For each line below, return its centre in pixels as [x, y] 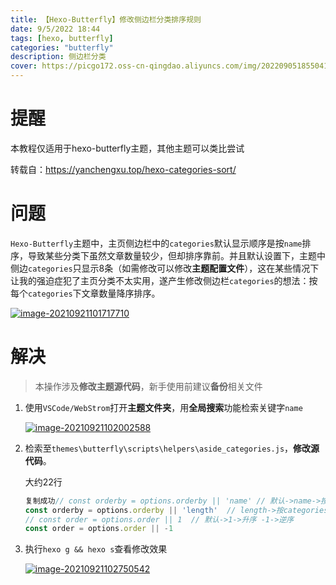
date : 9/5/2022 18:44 [55, 29]
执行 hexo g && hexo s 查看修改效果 [96, 549]
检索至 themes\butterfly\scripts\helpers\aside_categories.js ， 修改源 [172, 448]
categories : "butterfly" [62, 47]
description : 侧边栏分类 [58, 57]
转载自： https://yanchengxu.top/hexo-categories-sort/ [123, 169]
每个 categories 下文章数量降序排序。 [85, 293]
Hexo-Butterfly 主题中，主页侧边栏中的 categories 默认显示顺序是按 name [156, 243]
